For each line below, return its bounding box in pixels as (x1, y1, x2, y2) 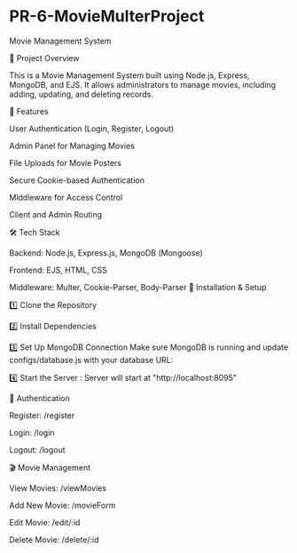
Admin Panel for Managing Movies (9, 140, 136, 151)
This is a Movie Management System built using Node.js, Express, (9, 69, 250, 81)
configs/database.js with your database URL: (9, 354, 174, 365)
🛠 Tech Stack (9, 226, 60, 237)
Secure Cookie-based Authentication (9, 175, 145, 186)
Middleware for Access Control (9, 192, 123, 202)
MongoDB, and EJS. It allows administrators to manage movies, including (9, 79, 277, 90)
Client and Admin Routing (9, 209, 103, 219)
